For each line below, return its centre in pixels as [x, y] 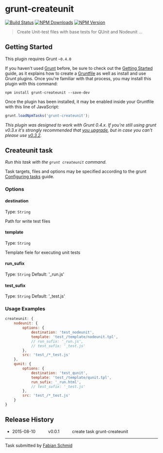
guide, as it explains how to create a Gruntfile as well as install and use [76, 73]
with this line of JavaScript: [32, 107]
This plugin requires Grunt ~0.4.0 [38, 59]
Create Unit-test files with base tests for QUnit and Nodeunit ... [80, 32]
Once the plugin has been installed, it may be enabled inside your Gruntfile [80, 101]
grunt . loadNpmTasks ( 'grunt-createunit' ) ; [48, 116]
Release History [30, 420]
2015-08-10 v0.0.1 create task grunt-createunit [70, 431]
